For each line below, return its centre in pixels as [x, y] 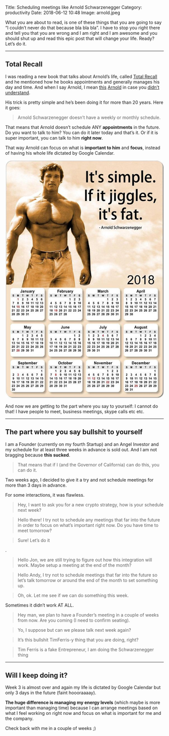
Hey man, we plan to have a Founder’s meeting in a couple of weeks [88, 615]
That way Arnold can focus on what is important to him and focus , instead [83, 148]
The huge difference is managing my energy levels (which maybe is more [83, 703]
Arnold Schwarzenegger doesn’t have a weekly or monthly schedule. [89, 117]
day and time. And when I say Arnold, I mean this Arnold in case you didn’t [82, 87]
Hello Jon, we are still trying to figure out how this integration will [85, 560]
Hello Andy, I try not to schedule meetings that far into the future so [87, 575]
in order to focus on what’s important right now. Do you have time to [88, 525]
